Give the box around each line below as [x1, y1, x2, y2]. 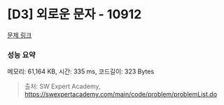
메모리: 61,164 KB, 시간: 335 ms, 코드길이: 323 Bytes [7, 67, 155, 76]
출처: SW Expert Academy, [24, 82, 101, 91]
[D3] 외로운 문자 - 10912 [7, 6, 142, 22]
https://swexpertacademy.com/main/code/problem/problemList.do [24, 90, 218, 99]
